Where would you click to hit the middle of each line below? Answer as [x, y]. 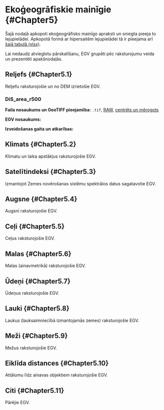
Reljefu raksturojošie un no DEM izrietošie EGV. [53, 86]
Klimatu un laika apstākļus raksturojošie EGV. [50, 156]
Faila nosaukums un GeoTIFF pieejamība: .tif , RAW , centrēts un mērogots [82, 110]
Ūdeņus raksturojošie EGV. [32, 293]
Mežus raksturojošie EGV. [31, 348]
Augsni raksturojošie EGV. [31, 211]
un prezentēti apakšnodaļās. [34, 59]
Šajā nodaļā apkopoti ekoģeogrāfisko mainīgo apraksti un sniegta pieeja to [81, 34]
